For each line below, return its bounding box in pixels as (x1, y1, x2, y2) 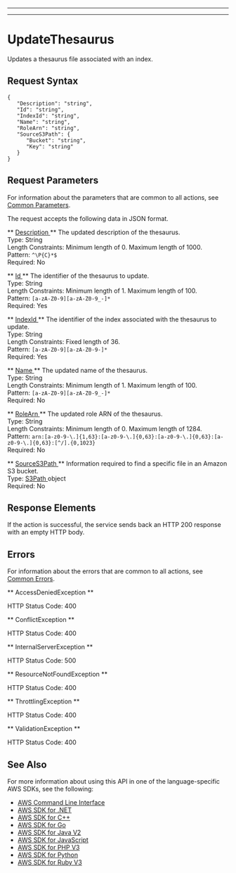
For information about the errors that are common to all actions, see (7, 567, 204, 575)
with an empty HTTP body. (7, 528, 85, 537)
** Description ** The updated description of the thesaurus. (7, 228, 181, 236)
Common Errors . (7, 575, 55, 583)
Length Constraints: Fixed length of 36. (7, 337, 121, 345)
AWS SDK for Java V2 (17, 828, 81, 836)
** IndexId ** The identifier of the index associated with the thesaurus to (7, 314, 217, 324)
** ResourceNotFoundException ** (7, 670, 108, 679)
